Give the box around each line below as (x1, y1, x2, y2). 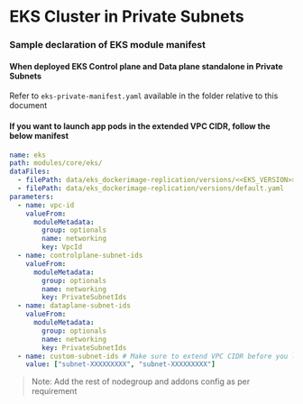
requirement (31, 386, 78, 397)
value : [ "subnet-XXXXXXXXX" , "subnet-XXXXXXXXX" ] (25, 360, 216, 369)
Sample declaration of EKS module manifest (9, 39, 206, 51)
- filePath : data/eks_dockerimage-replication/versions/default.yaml (17, 184, 284, 193)
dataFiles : (9, 167, 50, 177)
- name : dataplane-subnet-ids (17, 301, 131, 310)
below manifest (9, 130, 69, 141)
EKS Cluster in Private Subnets (9, 6, 245, 27)
